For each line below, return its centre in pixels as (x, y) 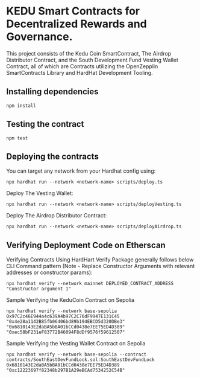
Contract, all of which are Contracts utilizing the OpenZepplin (82, 66)
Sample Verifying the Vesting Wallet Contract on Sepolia (76, 344)
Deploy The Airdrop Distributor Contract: (57, 216)
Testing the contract (45, 124)
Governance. (39, 37)
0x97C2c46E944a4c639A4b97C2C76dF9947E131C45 (63, 316)
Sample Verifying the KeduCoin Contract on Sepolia (70, 300)
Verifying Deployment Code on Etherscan (86, 245)
